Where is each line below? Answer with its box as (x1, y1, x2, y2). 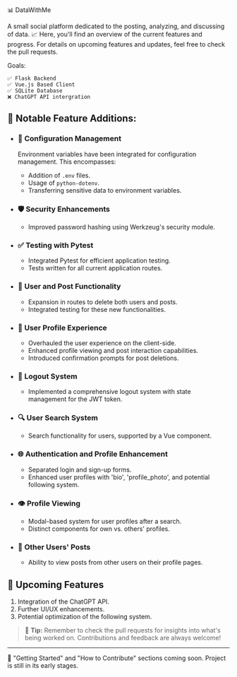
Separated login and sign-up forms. (28, 465, 132, 474)
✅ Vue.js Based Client (7, 81, 75, 88)
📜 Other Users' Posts (17, 542, 91, 552)
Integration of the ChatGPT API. (17, 597, 109, 606)
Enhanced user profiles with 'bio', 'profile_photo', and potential (28, 472, 210, 481)
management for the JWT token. (28, 395, 123, 404)
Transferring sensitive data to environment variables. (28, 186, 182, 194)
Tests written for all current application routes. (28, 264, 163, 272)
